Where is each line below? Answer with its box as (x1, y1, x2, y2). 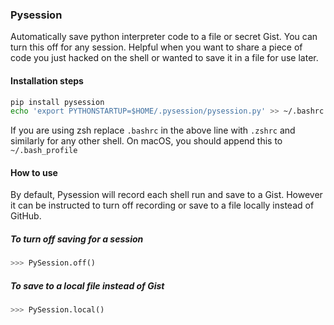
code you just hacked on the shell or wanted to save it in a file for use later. (10, 52, 319, 64)
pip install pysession (10, 97, 105, 107)
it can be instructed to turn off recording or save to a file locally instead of (10, 199, 315, 212)
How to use (10, 166, 58, 178)
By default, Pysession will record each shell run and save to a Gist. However (10, 189, 323, 201)
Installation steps (10, 74, 84, 87)
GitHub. (10, 210, 42, 222)
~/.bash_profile (10, 146, 78, 156)
